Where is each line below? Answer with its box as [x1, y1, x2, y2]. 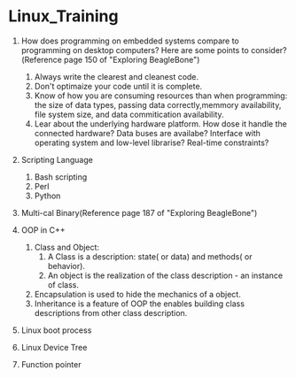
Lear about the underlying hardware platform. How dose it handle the [34, 118, 287, 129]
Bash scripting [34, 171, 88, 182]
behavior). [47, 260, 86, 271]
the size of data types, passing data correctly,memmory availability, [34, 99, 282, 110]
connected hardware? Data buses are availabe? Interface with [34, 127, 261, 138]
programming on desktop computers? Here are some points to [20, 44, 249, 55]
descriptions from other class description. [34, 307, 188, 318]
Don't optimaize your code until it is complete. [34, 81, 203, 91]
